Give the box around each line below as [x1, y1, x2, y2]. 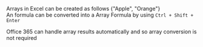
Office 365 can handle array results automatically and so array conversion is [6, 28, 197, 35]
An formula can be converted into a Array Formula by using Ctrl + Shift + [6, 11, 194, 18]
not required [6, 35, 38, 41]
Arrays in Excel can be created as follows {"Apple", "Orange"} [6, 5, 161, 12]
